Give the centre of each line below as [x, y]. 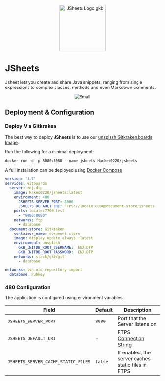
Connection [131, 339]
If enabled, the [134, 352]
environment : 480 [32, 197]
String [124, 345]
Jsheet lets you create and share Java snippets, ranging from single [74, 82]
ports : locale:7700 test [39, 211]
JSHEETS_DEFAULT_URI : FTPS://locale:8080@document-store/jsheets [86, 206]
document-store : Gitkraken [37, 229]
